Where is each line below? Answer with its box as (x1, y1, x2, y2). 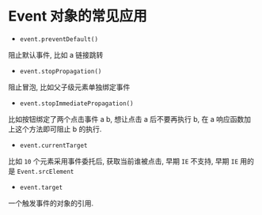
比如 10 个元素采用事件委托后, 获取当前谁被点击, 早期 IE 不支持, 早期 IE (8, 156, 239, 166)
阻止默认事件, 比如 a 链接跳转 (8, 50, 104, 59)
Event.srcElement (17, 168, 74, 175)
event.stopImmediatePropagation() (19, 100, 134, 107)
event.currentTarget (19, 141, 88, 149)
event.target (19, 183, 63, 191)
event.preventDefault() (19, 35, 99, 43)
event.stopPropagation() (19, 67, 102, 75)
